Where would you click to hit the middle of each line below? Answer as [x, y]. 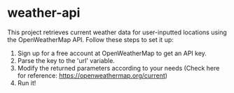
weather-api [44, 13]
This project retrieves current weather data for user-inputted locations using [117, 32]
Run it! [27, 83]
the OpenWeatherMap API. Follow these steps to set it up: [90, 39]
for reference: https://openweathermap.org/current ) [92, 76]
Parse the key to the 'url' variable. [66, 60]
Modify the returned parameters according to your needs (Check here [118, 68]
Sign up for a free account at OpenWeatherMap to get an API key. [112, 53]
